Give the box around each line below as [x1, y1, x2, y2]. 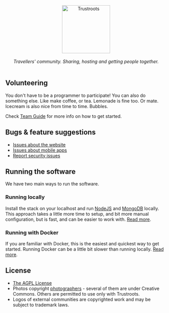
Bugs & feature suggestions [5, 128, 96, 137]
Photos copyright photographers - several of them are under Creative [12, 285, 160, 291]
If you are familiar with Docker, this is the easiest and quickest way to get [5, 241, 160, 247]
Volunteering [5, 79, 48, 88]
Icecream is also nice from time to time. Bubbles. [5, 103, 109, 109]
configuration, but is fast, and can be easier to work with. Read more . [5, 216, 152, 222]
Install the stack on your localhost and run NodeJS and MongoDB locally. [5, 205, 160, 212]
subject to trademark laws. [12, 302, 69, 308]
